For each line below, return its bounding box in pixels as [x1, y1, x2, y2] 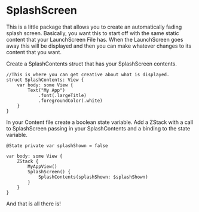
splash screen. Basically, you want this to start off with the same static [6, 29, 179, 36]
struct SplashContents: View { [6, 77, 84, 83]
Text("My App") [27, 87, 66, 93]
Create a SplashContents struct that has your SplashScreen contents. [6, 60, 177, 67]
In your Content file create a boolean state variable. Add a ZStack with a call [6, 119, 193, 126]
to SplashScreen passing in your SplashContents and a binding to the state [6, 124, 191, 132]
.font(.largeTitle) [38, 92, 87, 98]
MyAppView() [27, 163, 58, 170]
